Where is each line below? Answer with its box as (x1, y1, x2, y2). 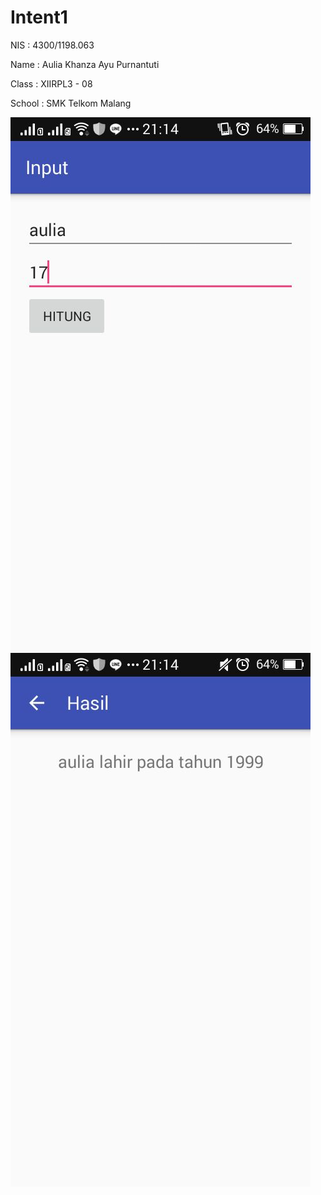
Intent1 (10, 6, 68, 29)
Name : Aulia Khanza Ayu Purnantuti (10, 58, 160, 70)
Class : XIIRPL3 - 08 (10, 77, 93, 90)
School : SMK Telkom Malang (10, 97, 132, 109)
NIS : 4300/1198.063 (10, 39, 95, 51)
